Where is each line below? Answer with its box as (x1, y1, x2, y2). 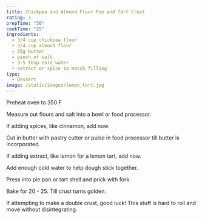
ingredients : (6, 32, 39, 38)
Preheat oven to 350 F (6, 99, 62, 106)
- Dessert (12, 76, 36, 83)
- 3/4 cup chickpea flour (12, 37, 78, 43)
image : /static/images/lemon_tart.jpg (6, 83, 104, 89)
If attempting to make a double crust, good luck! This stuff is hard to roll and (6, 200, 196, 206)
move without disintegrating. (6, 206, 78, 213)
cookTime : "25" (6, 25, 45, 32)
